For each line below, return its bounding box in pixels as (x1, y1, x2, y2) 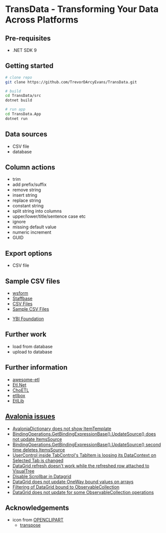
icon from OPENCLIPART (12, 517, 64, 523)
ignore (12, 219, 26, 225)
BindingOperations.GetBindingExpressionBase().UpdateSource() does (12, 431, 156, 437)
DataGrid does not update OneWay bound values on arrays (12, 479, 134, 485)
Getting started (5, 61, 54, 70)
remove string (12, 187, 41, 193)
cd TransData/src (5, 93, 41, 98)
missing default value (12, 224, 56, 230)
